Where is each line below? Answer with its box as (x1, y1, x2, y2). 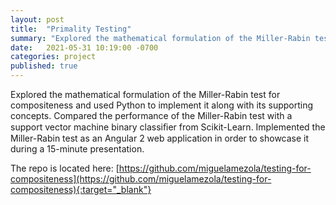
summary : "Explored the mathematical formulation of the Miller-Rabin (10, 33, 311, 43)
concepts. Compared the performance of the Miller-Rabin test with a (10, 110, 293, 121)
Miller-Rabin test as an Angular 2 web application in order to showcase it (10, 132, 310, 144)
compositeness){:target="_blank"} (10, 184, 152, 195)
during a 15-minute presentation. (10, 143, 145, 155)
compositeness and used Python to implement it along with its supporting (10, 99, 314, 111)
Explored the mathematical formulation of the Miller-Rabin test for (10, 89, 281, 100)
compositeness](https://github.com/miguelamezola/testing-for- (10, 173, 272, 185)
